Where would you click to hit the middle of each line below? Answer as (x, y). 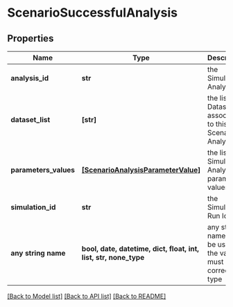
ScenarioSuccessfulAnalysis (93, 13)
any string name (38, 253)
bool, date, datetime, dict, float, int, (140, 249)
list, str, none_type (113, 257)
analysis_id (30, 78)
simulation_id (33, 207)
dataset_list (31, 120)
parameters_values (43, 170)
